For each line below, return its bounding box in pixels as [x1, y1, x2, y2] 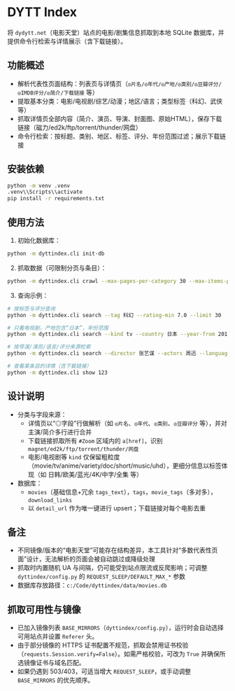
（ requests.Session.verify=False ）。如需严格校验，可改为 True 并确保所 [17, 650, 226, 658]
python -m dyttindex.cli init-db [7, 250, 105, 257]
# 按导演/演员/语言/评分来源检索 [7, 344, 91, 351]
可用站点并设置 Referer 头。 [17, 632, 99, 641]
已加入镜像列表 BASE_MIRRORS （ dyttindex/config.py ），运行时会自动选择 [17, 624, 224, 632]
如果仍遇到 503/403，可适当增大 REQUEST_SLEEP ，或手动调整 [17, 667, 192, 676]
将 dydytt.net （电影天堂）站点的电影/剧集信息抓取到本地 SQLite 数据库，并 [7, 28, 225, 36]
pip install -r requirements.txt [7, 195, 105, 202]
